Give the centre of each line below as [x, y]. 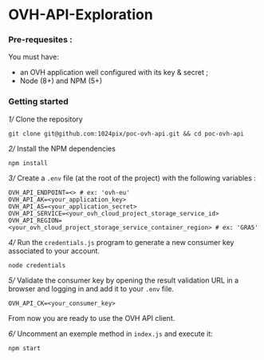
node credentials [37, 265]
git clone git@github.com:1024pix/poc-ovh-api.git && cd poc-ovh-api [126, 133]
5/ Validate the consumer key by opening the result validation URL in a [124, 280]
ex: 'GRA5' [240, 227]
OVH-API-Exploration [81, 15]
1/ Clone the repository [46, 119]
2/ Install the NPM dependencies [62, 148]
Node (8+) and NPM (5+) [61, 81]
